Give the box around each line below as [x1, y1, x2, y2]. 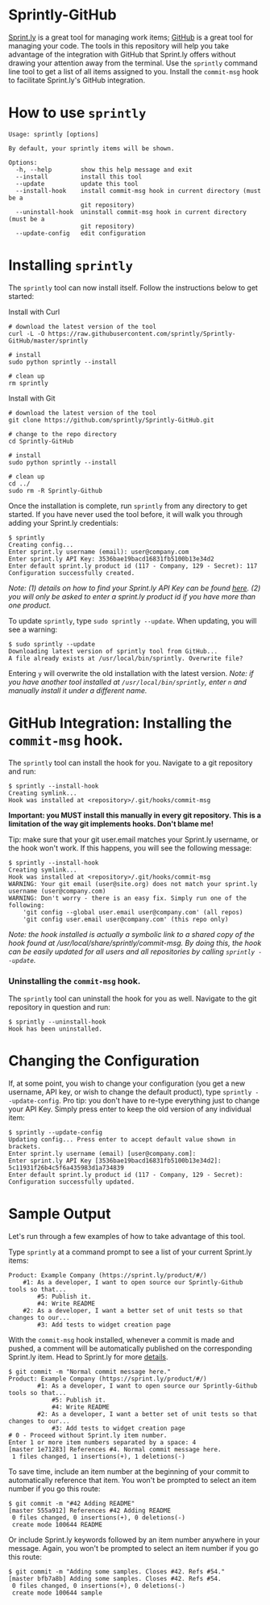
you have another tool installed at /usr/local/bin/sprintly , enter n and [8, 677, 247, 687]
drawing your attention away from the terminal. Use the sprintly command [8, 58, 258, 68]
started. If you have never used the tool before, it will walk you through [8, 509, 243, 519]
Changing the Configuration [8, 1052, 200, 1070]
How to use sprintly [8, 103, 147, 122]
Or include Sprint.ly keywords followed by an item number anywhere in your [8, 1535, 260, 1544]
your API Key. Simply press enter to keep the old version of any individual [8, 1104, 251, 1114]
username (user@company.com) [8, 887, 106, 895]
